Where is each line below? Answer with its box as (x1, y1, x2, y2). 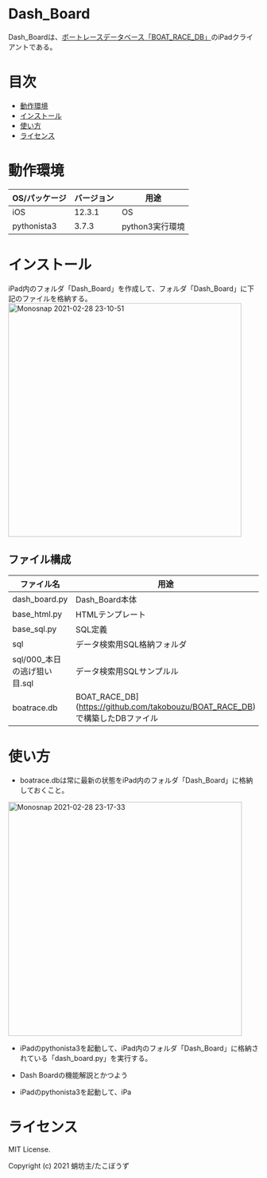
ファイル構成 (8, 553, 72, 567)
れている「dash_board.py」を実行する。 (19, 1053, 153, 1062)
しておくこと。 (19, 785, 69, 795)
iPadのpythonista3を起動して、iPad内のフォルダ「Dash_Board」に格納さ (19, 1043, 259, 1053)
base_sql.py (12, 623, 57, 634)
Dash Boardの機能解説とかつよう (19, 1070, 129, 1080)
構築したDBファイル (83, 713, 159, 724)
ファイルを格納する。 (21, 293, 92, 303)
